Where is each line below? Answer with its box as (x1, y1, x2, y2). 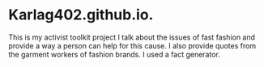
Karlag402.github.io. (8, 6, 154, 24)
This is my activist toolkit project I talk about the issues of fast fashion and (8, 32, 256, 42)
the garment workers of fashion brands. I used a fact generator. (8, 49, 220, 59)
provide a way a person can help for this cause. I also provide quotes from (8, 40, 257, 50)
